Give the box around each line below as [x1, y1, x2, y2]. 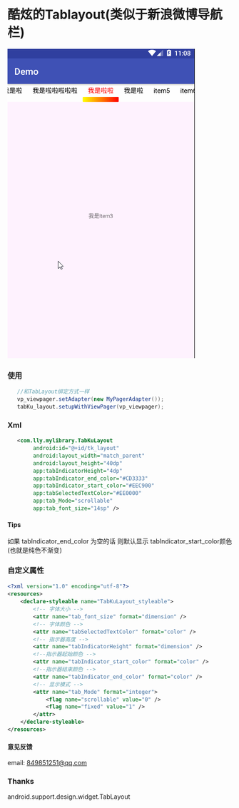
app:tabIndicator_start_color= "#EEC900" [33, 482, 155, 489]
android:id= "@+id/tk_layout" [33, 445, 120, 452]
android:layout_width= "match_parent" [33, 452, 145, 459]
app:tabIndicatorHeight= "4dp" [33, 467, 123, 474]
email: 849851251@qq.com [7, 759, 87, 767]
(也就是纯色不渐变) [7, 546, 63, 555]
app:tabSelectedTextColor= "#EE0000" [33, 490, 142, 497]
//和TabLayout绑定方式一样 [16, 388, 90, 396]
